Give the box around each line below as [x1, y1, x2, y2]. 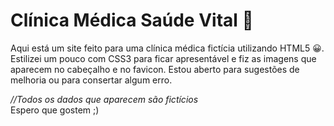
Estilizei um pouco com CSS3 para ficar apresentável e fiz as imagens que [10, 52, 317, 64]
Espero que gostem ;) [10, 104, 100, 116]
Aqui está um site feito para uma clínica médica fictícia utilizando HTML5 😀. [10, 42, 325, 54]
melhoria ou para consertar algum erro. [10, 74, 173, 86]
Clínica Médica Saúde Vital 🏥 [10, 9, 254, 32]
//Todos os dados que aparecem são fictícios [10, 93, 199, 105]
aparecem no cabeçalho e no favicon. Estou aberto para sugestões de [10, 63, 300, 75]
